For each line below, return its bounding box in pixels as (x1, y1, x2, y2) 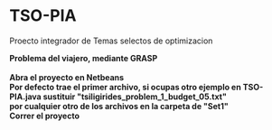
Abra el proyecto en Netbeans (9, 71, 125, 82)
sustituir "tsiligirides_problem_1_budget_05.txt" (42, 91, 228, 102)
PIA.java (9, 91, 42, 102)
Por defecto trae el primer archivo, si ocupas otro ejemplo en (9, 81, 241, 92)
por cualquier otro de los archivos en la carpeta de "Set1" (9, 100, 229, 111)
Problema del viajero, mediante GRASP (9, 52, 158, 63)
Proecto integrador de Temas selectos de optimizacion (9, 35, 213, 46)
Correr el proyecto (9, 110, 80, 121)
